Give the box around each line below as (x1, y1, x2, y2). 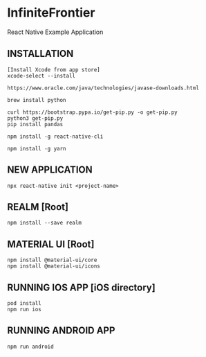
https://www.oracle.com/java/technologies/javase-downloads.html (7, 85, 199, 92)
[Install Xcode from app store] (7, 66, 100, 73)
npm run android (7, 343, 54, 350)
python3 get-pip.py (7, 114, 64, 122)
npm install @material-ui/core (7, 256, 97, 264)
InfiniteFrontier (7, 5, 95, 21)
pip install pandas (7, 121, 64, 128)
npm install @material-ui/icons (7, 263, 100, 270)
